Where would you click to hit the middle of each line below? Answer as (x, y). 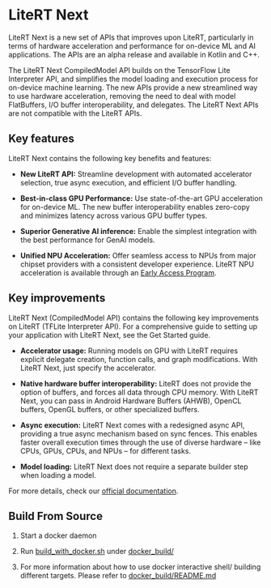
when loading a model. (58, 475)
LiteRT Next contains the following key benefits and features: (110, 158)
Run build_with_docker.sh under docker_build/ (97, 552)
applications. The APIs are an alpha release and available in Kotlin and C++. (134, 54)
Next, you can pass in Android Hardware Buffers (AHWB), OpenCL (131, 401)
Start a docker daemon (58, 535)
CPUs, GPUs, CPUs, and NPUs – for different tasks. (106, 450)
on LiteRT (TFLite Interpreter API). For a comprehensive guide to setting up (133, 326)
